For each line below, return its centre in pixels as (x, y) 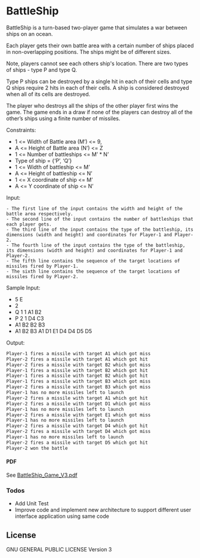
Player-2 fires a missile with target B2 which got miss (79, 365)
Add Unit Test (32, 504)
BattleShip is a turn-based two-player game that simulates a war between (97, 28)
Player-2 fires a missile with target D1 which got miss (79, 404)
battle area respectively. (40, 214)
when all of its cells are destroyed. (48, 94)
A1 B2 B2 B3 (30, 325)
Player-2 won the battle (37, 448)
